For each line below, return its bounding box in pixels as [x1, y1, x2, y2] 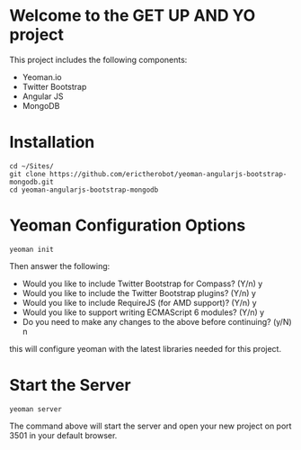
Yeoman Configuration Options [9, 215, 246, 236]
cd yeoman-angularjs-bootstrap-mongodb [9, 185, 159, 194]
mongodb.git [9, 177, 54, 186]
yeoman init [9, 245, 54, 254]
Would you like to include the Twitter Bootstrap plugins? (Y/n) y [22, 287, 256, 298]
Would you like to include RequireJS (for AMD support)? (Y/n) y [22, 297, 258, 308]
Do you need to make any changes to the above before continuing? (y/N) [22, 316, 292, 327]
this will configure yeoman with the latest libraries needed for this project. [9, 343, 281, 354]
